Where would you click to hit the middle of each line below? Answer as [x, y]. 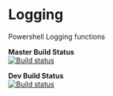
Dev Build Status [36, 75]
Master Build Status [41, 52]
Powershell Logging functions [56, 36]
